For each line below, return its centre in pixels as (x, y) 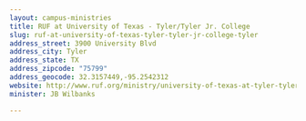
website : (26, 86)
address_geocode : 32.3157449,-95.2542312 (89, 77)
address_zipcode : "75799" (58, 69)
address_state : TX (44, 60)
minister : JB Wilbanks (52, 94)
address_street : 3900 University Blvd (83, 43)
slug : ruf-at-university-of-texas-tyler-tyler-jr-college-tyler (134, 35)
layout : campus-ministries (61, 18)
